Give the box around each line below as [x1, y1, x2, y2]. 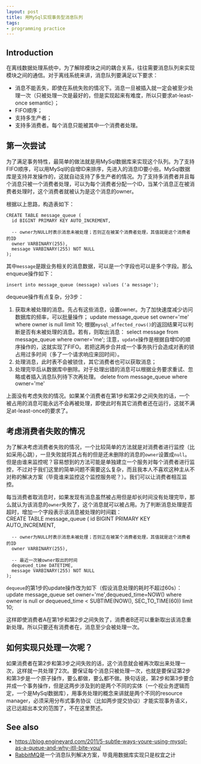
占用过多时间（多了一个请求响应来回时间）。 [14, 350, 123, 357]
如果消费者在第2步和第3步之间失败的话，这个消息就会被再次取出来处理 [6, 659, 181, 667]
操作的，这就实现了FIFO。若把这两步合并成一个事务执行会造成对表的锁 [20, 343, 194, 350]
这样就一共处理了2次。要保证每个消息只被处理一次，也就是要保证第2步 [16, 667, 191, 674]
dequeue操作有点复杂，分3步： [6, 293, 84, 300]
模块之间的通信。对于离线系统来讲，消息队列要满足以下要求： [6, 72, 159, 79]
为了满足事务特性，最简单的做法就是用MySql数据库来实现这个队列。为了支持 [6, 158, 195, 165]
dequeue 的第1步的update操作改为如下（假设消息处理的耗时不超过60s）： [6, 584, 182, 591]
